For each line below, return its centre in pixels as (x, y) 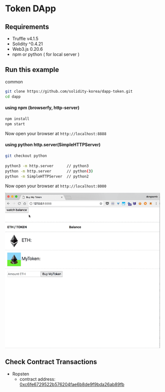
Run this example (32, 70)
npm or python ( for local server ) (46, 54)
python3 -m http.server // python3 (47, 166)
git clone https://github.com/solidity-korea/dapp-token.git (69, 91)
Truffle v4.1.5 (25, 38)
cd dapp (13, 97)
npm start (15, 124)
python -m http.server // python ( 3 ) (49, 171)
